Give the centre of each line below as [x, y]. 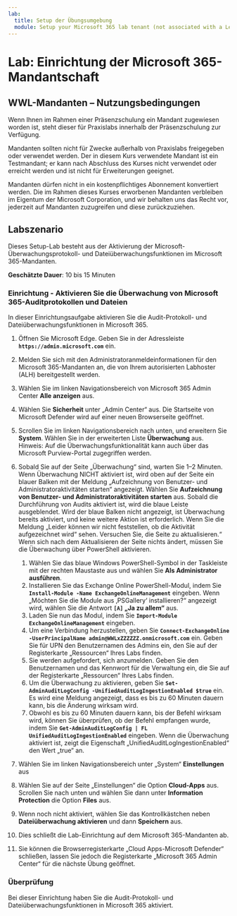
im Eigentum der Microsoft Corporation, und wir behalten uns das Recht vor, [118, 200]
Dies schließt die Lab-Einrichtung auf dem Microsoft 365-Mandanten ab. [123, 835]
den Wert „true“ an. [57, 751]
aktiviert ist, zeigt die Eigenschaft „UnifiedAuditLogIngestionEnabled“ [129, 743]
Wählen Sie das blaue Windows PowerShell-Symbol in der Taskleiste [128, 563]
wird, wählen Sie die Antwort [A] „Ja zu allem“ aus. [103, 608]
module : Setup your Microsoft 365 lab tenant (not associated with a [118, 27]
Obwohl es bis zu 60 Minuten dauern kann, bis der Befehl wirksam [125, 713]
